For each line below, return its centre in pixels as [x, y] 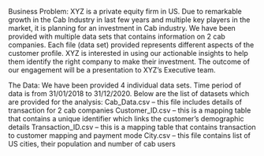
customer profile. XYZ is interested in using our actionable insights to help [128, 53]
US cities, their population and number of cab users [92, 144]
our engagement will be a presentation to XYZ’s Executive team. [112, 70]
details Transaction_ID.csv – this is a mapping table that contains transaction [132, 127]
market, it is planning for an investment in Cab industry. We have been [122, 28]
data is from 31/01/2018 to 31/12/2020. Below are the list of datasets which [129, 93]
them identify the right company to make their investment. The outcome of [129, 61]
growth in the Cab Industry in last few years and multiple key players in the [129, 20]
